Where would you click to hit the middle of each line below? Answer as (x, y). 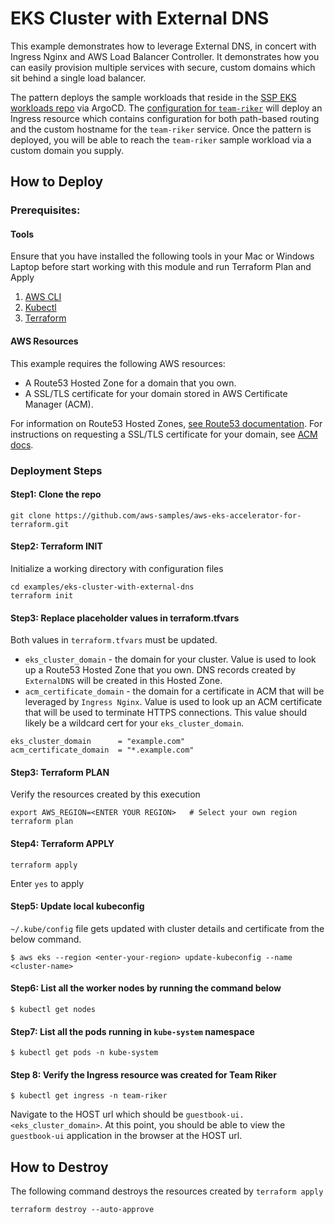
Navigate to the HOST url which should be (97, 1114)
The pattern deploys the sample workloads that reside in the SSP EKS (153, 97)
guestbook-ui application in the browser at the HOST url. (126, 1136)
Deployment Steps (56, 470)
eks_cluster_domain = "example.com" (98, 742)
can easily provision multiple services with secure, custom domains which (163, 67)
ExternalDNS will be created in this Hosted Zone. (123, 681)
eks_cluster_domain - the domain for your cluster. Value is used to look (170, 659)
